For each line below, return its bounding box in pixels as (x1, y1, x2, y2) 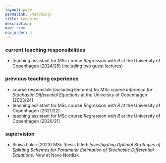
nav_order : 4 (5, 30, 32, 35)
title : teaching (5, 16, 39, 21)
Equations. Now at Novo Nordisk (12, 152, 79, 158)
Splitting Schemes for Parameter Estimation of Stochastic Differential (12, 147, 154, 153)
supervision (5, 130, 35, 137)
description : (5, 21, 32, 26)
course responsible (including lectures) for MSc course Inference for (12, 86, 153, 92)
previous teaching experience (5, 75, 79, 82)
